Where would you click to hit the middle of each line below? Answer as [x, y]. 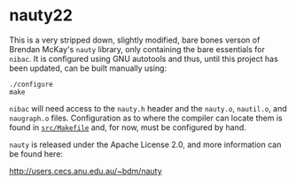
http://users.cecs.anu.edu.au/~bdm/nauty [86, 171]
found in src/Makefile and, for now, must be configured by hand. [128, 127]
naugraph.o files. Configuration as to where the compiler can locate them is [146, 118]
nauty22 [41, 15]
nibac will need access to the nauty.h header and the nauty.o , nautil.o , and [148, 108]
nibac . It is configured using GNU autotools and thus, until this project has [144, 58]
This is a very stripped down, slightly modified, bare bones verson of [135, 40]
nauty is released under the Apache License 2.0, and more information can [145, 144]
